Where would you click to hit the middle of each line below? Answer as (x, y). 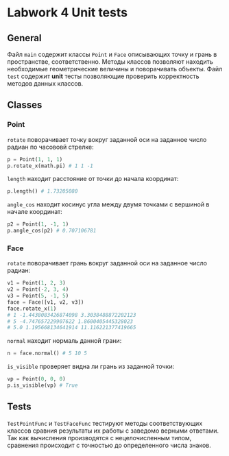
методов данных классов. (45, 83)
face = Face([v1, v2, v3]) (46, 302)
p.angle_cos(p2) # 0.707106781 (52, 231)
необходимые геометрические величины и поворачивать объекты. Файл (115, 69)
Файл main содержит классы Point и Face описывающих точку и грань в (112, 54)
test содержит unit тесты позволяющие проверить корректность (104, 76)
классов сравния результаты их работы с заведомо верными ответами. (113, 431)
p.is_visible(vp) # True (43, 385)
